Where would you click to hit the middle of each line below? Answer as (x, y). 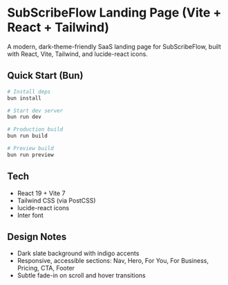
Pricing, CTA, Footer (46, 268)
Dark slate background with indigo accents (78, 253)
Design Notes (37, 237)
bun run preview (30, 155)
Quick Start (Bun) (45, 76)
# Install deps (29, 91)
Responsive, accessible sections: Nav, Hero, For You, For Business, (113, 261)
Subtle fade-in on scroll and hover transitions (82, 275)
